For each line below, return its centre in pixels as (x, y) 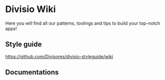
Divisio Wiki (31, 9)
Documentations (32, 72)
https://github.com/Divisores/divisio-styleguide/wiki (59, 56)
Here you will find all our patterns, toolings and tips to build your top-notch (83, 23)
